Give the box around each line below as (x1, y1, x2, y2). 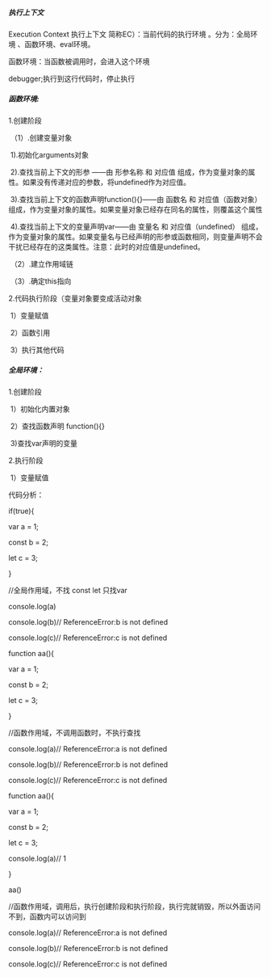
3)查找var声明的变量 (10, 438, 78, 448)
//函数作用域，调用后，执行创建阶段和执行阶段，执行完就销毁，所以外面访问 (8, 901, 261, 911)
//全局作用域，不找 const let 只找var (8, 585, 127, 595)
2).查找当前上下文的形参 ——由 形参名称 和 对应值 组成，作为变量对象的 (10, 166, 248, 177)
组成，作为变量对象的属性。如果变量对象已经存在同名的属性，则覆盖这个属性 (8, 204, 263, 214)
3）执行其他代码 (10, 344, 65, 355)
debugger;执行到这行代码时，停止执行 (8, 74, 135, 83)
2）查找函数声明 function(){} (10, 421, 105, 431)
